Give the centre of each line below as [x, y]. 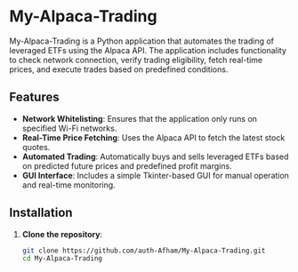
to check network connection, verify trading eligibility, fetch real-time [136, 60]
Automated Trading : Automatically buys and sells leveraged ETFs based [155, 156]
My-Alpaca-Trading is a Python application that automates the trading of [141, 41]
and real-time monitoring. [68, 185]
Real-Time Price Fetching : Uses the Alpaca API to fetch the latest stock [153, 137]
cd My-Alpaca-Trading [62, 259]
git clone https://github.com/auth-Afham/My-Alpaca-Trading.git [144, 251]
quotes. [36, 147]
